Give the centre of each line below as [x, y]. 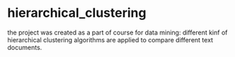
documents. [25, 47]
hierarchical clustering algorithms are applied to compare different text [110, 39]
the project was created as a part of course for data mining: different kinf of [117, 32]
